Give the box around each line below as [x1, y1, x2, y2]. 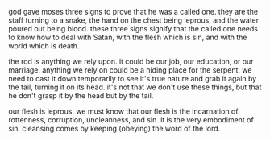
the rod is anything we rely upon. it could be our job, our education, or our [8, 56, 254, 66]
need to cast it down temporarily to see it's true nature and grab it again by [8, 74, 257, 83]
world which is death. [8, 41, 80, 51]
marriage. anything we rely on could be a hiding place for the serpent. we [8, 65, 252, 75]
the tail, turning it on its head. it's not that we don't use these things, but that [8, 82, 262, 92]
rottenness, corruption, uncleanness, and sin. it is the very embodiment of [8, 115, 254, 124]
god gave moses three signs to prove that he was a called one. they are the [8, 7, 259, 16]
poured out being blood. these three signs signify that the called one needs [8, 24, 258, 33]
